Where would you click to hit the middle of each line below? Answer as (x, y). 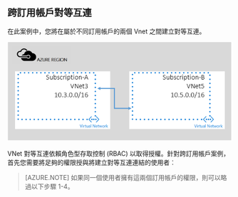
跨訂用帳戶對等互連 (50, 13)
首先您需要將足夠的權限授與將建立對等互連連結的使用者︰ (92, 163)
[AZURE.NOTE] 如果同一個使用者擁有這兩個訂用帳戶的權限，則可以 (123, 178)
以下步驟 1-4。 (52, 186)
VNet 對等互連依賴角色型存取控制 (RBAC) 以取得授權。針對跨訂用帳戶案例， (119, 154)
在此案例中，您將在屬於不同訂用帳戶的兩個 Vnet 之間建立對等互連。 (107, 31)
